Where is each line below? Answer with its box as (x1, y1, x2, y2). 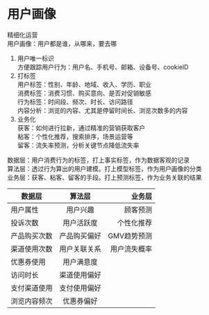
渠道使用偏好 (59, 270, 102, 280)
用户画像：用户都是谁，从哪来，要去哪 (7, 39, 117, 47)
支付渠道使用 (10, 283, 53, 293)
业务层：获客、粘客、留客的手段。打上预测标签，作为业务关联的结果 (7, 173, 202, 181)
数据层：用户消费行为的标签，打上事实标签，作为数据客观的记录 (7, 156, 190, 164)
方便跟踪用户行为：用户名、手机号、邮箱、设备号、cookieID (17, 63, 189, 71)
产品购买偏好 (59, 231, 102, 241)
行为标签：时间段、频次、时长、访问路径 (17, 97, 133, 106)
